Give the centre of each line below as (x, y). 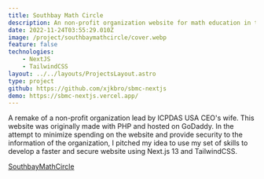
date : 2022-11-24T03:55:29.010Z (61, 30)
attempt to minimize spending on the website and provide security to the (126, 135)
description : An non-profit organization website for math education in (130, 23)
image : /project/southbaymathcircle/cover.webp (88, 37)
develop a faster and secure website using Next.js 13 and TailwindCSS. (123, 152)
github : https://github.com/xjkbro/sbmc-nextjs (88, 88)
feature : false (33, 45)
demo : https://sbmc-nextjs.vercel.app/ (73, 96)
